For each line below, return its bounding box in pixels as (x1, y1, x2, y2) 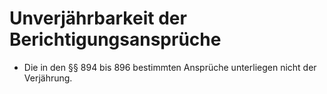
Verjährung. (23, 72, 73, 84)
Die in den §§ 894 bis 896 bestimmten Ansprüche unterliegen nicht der (23, 61, 317, 73)
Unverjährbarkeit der (9, 7, 187, 30)
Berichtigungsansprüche (9, 28, 222, 51)
